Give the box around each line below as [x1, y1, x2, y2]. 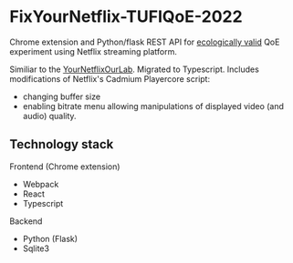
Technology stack [9, 137, 114, 152]
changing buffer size [22, 91, 101, 102]
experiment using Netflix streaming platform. [9, 46, 178, 56]
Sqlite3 [22, 243, 50, 254]
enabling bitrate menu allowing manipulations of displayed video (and [22, 100, 285, 111]
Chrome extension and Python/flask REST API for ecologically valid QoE [9, 36, 280, 47]
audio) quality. [22, 110, 77, 121]
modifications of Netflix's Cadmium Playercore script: [9, 73, 211, 84]
